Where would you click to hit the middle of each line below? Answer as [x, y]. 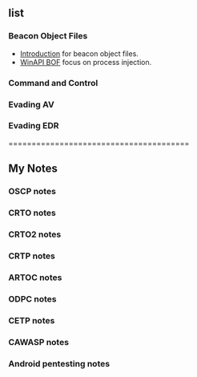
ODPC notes [32, 298]
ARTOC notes [35, 278]
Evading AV [31, 104]
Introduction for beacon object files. [79, 53]
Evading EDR [34, 126]
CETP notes [32, 320]
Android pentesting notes [59, 363]
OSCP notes [32, 192]
